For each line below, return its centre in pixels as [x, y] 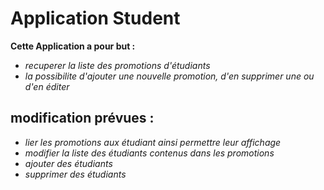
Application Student [95, 18]
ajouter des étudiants [68, 163]
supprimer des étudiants [75, 174]
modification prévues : [82, 118]
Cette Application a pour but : [73, 46]
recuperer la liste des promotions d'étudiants [117, 65]
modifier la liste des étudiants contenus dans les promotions [149, 153]
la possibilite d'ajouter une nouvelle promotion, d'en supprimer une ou [169, 76]
